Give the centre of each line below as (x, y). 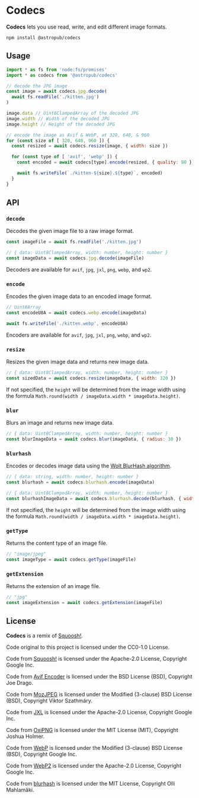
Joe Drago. (20, 683)
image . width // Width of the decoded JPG (58, 119)
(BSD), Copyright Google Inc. (41, 754)
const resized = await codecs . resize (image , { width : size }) (90, 146)
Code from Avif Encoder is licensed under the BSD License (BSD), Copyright (99, 676)
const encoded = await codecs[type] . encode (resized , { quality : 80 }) (106, 162)
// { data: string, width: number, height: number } (73, 477)
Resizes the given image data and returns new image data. (78, 362)
